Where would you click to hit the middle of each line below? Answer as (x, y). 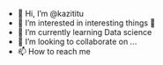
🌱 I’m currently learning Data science (85, 32)
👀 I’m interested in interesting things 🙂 (86, 23)
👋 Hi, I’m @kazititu (51, 14)
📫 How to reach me (54, 51)
